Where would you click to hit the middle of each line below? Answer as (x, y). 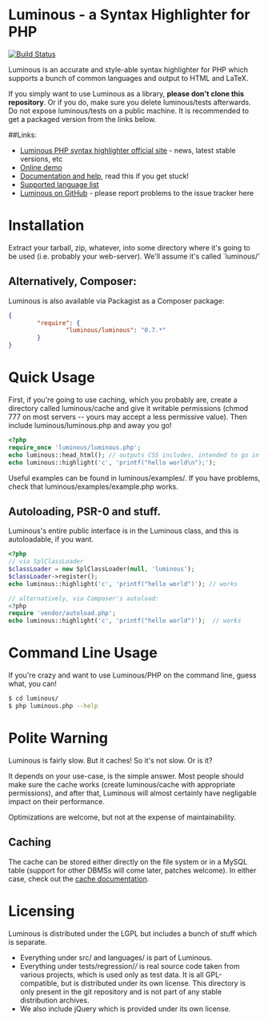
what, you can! (33, 684)
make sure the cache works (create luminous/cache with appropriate (122, 784)
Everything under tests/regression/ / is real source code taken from (130, 966)
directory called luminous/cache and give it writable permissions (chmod (128, 408)
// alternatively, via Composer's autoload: (84, 598)
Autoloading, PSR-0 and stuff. (85, 511)
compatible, (40, 983)
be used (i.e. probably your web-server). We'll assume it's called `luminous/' (134, 256)
